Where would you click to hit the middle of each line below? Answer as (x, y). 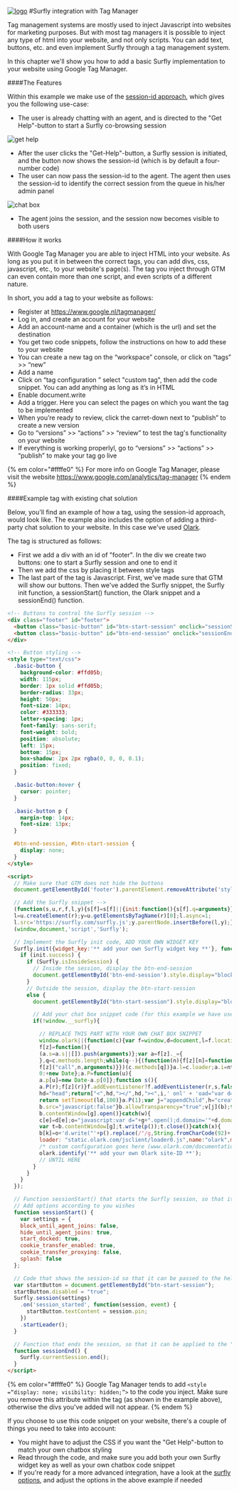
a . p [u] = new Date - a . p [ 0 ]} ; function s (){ (98, 1080)
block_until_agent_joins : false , (70, 1226)
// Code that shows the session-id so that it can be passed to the (117, 1278)
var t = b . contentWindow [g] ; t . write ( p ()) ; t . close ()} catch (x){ (130, 1127)
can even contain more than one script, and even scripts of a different (110, 277)
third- (208, 520)
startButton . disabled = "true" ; (62, 1291)
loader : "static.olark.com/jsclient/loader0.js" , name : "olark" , (135, 1140)
